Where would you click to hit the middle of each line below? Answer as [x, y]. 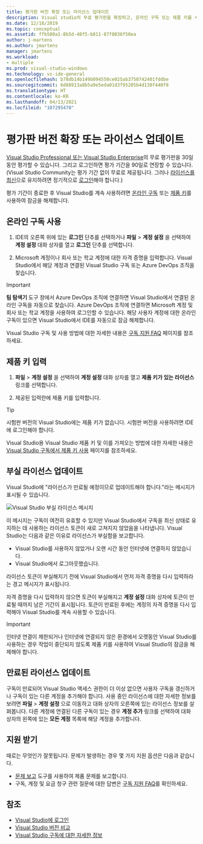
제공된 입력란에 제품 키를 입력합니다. [58, 398]
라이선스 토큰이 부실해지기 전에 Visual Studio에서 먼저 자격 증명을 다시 [89, 576]
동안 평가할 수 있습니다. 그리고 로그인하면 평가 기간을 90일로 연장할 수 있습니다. [100, 165]
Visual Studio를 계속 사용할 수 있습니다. [69, 612]
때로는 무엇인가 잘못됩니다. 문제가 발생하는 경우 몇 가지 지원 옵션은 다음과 [92, 756]
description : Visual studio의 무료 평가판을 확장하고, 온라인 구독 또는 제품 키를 [99, 18]
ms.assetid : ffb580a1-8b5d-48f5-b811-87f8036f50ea [71, 35]
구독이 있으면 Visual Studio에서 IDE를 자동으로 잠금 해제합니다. [81, 320]
